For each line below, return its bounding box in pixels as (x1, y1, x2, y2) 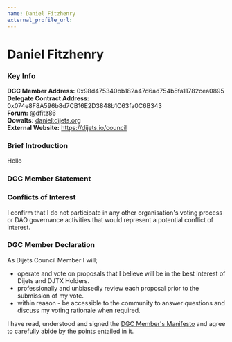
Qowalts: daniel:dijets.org (7, 116, 81, 125)
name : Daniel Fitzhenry (7, 10, 76, 17)
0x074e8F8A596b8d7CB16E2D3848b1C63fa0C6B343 (7, 101, 163, 109)
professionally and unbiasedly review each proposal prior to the (17, 284, 199, 292)
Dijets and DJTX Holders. (17, 276, 90, 285)
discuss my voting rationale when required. (17, 306, 141, 314)
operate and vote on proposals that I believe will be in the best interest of (17, 269, 226, 278)
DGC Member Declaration (7, 240, 96, 250)
